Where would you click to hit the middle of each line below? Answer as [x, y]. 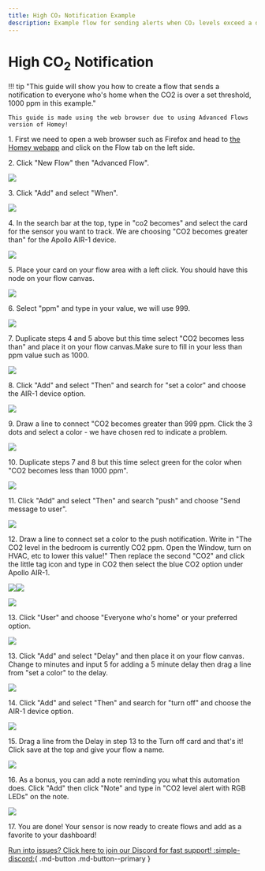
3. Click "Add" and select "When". [63, 193]
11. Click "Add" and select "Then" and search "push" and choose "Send [124, 501]
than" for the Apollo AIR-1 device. [62, 240]
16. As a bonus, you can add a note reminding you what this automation [124, 780]
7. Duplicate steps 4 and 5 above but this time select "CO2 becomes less [126, 338]
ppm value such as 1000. [49, 355]
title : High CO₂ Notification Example [72, 15]
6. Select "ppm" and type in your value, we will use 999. [99, 308]
